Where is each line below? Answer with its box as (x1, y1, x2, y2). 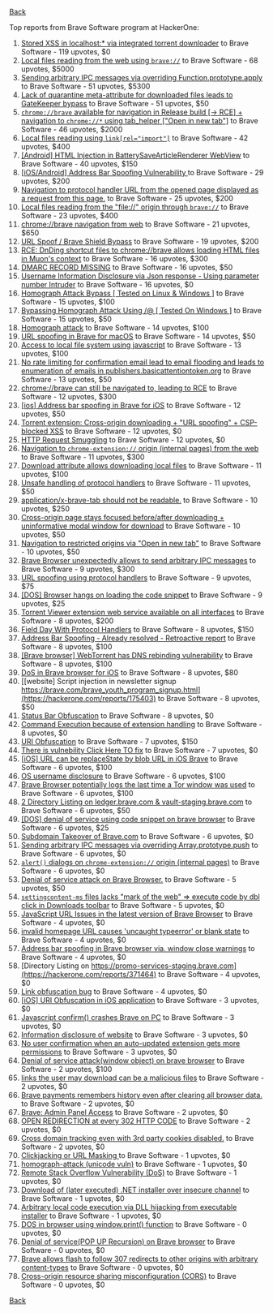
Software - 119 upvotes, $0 (20, 47, 111, 56)
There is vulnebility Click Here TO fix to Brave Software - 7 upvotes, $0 (20, 746, 258, 755)
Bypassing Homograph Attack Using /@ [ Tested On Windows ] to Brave (20, 306, 262, 315)
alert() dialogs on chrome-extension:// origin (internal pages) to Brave (20, 858, 260, 867)
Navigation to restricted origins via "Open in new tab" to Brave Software (20, 539, 262, 548)
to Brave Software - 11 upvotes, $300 (20, 452, 145, 462)
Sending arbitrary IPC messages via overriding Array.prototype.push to (20, 840, 258, 850)
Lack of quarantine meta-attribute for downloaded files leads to (20, 90, 233, 100)
